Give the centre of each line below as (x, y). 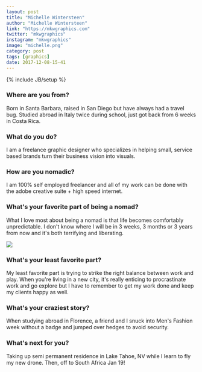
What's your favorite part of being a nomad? (72, 207)
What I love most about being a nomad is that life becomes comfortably (95, 220)
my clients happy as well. (38, 292)
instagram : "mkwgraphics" (39, 40)
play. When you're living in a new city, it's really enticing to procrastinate (96, 279)
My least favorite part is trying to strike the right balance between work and (100, 273)
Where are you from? (38, 95)
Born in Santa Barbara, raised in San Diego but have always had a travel (96, 108)
